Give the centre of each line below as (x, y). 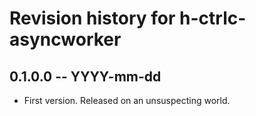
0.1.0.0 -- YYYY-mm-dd (85, 76)
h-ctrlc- (213, 18)
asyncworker (65, 39)
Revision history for (92, 18)
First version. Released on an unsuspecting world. (127, 100)
